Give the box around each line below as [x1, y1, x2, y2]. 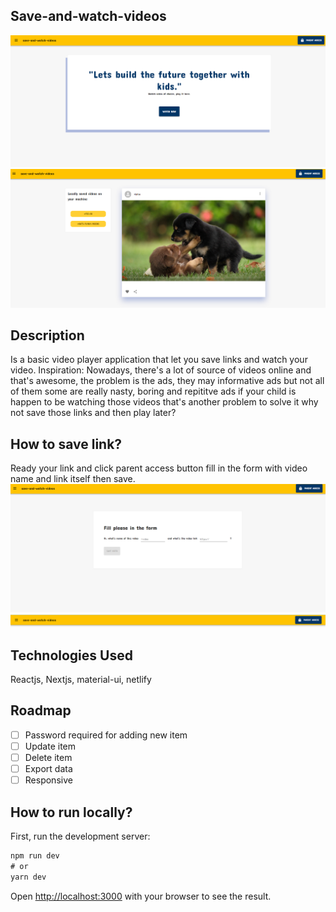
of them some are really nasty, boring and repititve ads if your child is [10, 385, 297, 398]
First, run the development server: [10, 830, 151, 842]
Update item [24, 740, 77, 752]
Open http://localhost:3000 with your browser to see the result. [10, 890, 272, 902]
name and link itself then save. [10, 473, 136, 485]
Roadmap [10, 702, 72, 719]
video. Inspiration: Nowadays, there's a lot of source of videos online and [10, 364, 312, 376]
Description [10, 327, 85, 344]
